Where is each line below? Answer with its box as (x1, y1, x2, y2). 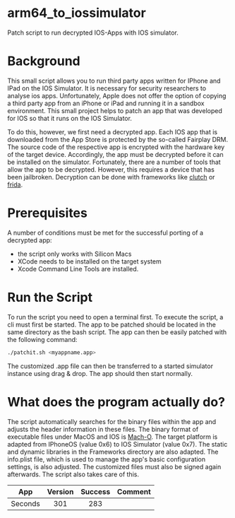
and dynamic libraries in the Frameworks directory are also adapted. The (7, 447, 219, 456)
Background (7, 53, 80, 69)
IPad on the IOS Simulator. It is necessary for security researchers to (7, 83, 207, 93)
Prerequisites (7, 205, 88, 221)
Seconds (11, 498, 41, 508)
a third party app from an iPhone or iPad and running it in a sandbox (7, 99, 205, 107)
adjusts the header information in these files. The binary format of (7, 425, 199, 433)
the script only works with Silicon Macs (17, 249, 132, 258)
